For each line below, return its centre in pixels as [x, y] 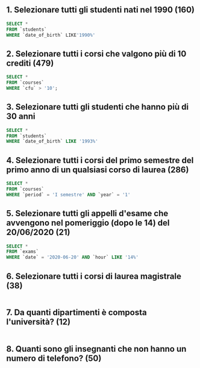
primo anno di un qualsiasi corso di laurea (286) [98, 170]
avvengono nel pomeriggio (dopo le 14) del [88, 223]
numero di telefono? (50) [54, 359]
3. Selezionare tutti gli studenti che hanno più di [97, 107]
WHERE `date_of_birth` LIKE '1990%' [51, 35]
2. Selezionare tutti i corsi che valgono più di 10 [96, 54]
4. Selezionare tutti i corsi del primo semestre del [100, 160]
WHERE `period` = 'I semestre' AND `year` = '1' [68, 195]
